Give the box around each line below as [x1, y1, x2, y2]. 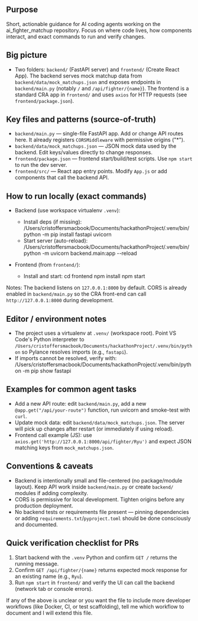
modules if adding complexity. [14, 489, 89, 496]
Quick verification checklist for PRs [6, 538, 139, 548]
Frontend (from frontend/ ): [14, 261, 81, 269]
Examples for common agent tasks [6, 384, 137, 394]
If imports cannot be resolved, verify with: [14, 355, 117, 362]
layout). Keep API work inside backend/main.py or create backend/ [14, 483, 174, 490]
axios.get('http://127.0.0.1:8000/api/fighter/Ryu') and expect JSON [14, 438, 192, 445]
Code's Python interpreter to [14, 336, 85, 343]
